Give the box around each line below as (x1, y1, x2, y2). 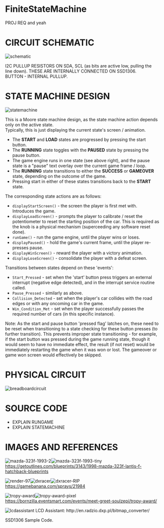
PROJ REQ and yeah (5, 20, 47, 26)
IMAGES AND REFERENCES (5, 441, 118, 453)
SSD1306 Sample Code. (5, 517, 54, 523)
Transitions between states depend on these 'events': (5, 265, 114, 271)
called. (12, 284, 26, 290)
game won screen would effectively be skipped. (5, 352, 102, 358)
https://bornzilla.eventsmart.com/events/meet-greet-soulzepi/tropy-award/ (5, 498, 157, 504)
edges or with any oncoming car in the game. (12, 300, 104, 306)
